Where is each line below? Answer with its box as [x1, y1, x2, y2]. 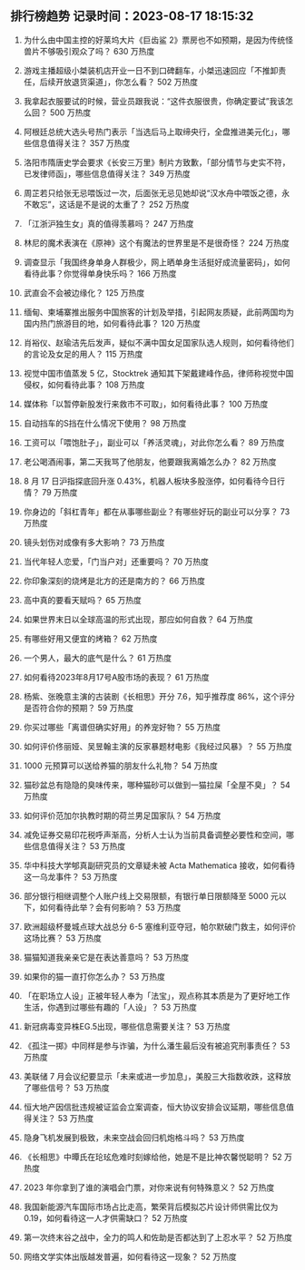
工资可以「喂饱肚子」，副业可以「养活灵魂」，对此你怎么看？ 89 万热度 [23, 436, 285, 447]
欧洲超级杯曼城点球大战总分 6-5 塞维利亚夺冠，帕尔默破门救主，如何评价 [23, 921, 297, 932]
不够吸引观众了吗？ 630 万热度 [39, 45, 155, 56]
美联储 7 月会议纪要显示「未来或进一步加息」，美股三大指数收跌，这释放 [23, 1070, 291, 1081]
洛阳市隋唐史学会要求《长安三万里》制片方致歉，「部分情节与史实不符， [23, 157, 290, 168]
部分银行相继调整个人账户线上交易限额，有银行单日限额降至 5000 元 [23, 890, 280, 901]
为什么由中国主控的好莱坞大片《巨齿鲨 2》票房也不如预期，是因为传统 [23, 34, 286, 45]
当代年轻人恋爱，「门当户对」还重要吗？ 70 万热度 [23, 556, 210, 567]
